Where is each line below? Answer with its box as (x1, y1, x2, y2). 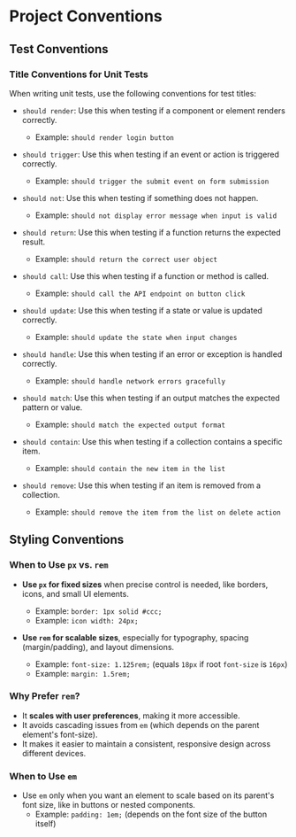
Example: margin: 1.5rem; (34, 668, 131, 678)
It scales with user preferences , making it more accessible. (21, 710, 240, 721)
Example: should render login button (34, 131, 175, 143)
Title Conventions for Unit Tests (9, 68, 148, 81)
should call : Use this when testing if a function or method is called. (21, 270, 269, 281)
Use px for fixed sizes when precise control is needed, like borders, (21, 578, 269, 590)
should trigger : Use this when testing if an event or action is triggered (21, 149, 280, 159)
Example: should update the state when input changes (34, 331, 238, 342)
